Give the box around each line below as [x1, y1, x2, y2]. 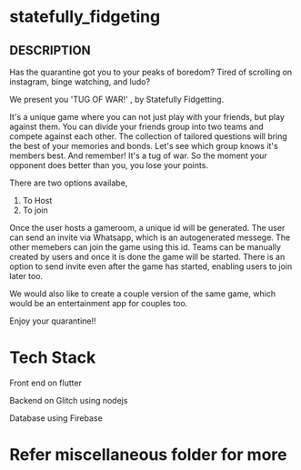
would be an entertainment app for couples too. [9, 298, 188, 308]
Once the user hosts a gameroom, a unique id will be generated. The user [9, 223, 286, 233]
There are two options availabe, [9, 177, 128, 188]
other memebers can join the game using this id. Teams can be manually [9, 242, 282, 252]
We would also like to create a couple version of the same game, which [9, 288, 276, 299]
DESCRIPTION [9, 43, 91, 58]
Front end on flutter [9, 377, 82, 388]
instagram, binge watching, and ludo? [9, 76, 151, 87]
